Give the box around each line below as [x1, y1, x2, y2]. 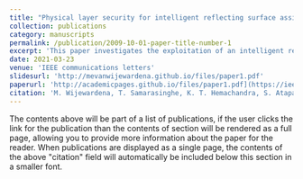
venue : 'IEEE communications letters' [9, 64, 155, 73]
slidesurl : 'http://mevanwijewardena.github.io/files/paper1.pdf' [9, 72, 264, 81]
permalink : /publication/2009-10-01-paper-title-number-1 [9, 38, 232, 48]
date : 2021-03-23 [9, 55, 75, 64]
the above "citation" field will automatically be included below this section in [9, 151, 292, 162]
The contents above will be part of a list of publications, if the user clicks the [9, 113, 293, 124]
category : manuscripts [9, 30, 95, 39]
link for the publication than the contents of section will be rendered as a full [9, 122, 292, 133]
